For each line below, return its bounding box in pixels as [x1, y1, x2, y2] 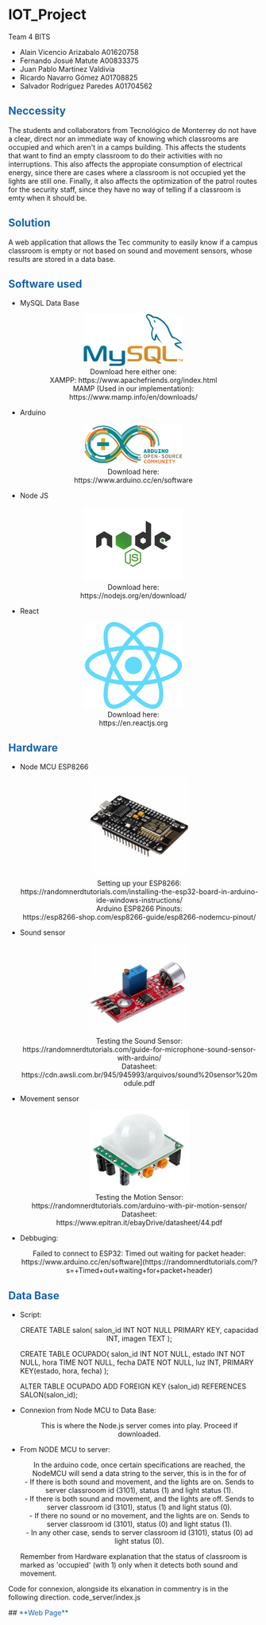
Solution [8, 217, 51, 230]
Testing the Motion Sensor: [94, 1193, 184, 1202]
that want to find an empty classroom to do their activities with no [8, 150, 223, 160]
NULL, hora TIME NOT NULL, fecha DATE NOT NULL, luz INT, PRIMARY [19, 1357, 254, 1367]
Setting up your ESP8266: [97, 878, 182, 889]
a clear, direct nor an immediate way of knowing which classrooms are [8, 134, 239, 143]
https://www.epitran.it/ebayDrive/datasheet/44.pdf [56, 1218, 223, 1228]
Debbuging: [19, 1233, 59, 1243]
